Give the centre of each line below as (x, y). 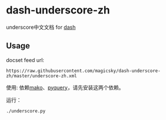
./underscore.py (26, 111)
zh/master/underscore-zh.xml (41, 76)
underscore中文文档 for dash (41, 27)
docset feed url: (25, 60)
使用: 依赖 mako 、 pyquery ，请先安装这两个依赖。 (65, 87)
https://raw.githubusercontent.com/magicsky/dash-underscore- (83, 71)
